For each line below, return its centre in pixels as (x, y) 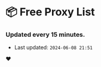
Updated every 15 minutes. (45, 35)
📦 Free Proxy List (50, 12)
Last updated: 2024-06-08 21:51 (53, 47)
